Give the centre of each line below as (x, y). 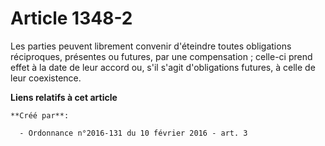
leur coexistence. (46, 78)
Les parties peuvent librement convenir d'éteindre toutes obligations (151, 46)
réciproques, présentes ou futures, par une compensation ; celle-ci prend (161, 56)
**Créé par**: (40, 115)
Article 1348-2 (71, 18)
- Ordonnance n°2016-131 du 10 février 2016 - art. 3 (133, 133)
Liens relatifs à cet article (64, 97)
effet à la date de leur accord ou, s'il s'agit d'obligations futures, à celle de (163, 67)
